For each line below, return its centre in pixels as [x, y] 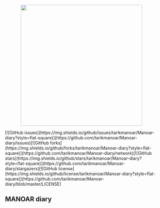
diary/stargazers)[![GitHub [31, 169]
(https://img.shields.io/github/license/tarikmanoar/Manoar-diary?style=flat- [80, 174]
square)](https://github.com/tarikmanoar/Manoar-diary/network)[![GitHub [78, 153]
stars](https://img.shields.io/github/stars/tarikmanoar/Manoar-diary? [73, 158]
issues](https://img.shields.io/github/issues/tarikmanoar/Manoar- [89, 133]
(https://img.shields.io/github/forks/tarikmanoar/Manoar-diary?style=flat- [78, 148]
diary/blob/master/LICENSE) [33, 184]
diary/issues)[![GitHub [27, 143]
